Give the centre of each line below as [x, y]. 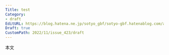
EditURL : [14, 24]
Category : [16, 14]
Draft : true [18, 28]
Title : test [18, 10]
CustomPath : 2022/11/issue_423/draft [45, 33]
